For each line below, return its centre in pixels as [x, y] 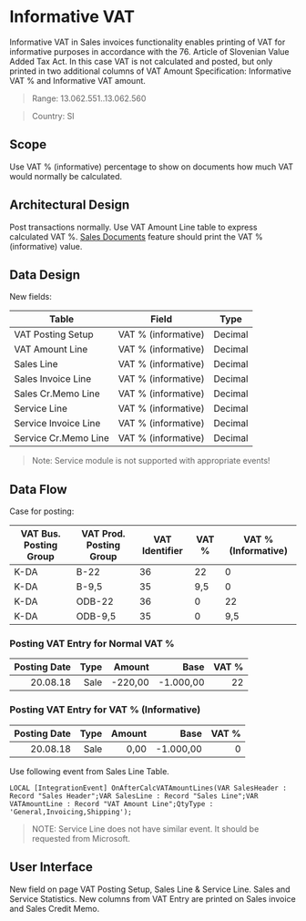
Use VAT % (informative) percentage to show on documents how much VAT [152, 167]
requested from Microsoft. [81, 838]
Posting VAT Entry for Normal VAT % [92, 644]
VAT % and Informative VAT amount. [77, 80]
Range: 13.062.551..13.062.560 [89, 98]
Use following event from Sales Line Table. [90, 771]
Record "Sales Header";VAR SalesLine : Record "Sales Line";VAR [134, 796]
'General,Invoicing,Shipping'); [71, 812]
